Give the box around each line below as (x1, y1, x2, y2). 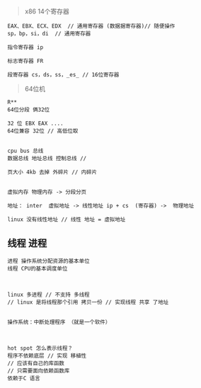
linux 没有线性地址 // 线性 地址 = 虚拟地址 (7, 216, 126, 223)
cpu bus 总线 (7, 147, 44, 155)
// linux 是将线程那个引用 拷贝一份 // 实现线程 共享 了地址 (7, 299, 169, 306)
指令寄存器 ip (7, 44, 44, 51)
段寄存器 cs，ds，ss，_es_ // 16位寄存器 (7, 72, 120, 79)
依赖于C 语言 (7, 375, 40, 382)
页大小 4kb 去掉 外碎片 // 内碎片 (7, 169, 98, 176)
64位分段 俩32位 (7, 106, 50, 113)
